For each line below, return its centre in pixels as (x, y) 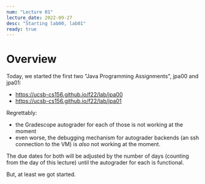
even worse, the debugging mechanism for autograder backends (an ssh (107, 138)
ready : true (21, 29)
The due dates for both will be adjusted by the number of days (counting (98, 156)
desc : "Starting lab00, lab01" (46, 23)
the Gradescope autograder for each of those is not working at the (99, 125)
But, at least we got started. (41, 174)
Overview (32, 59)
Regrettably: (22, 113)
